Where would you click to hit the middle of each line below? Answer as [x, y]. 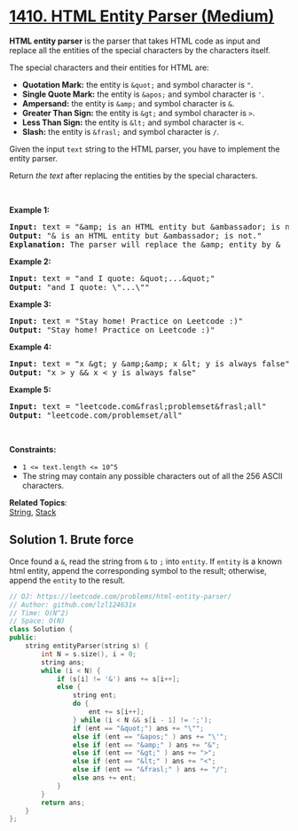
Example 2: [30, 261]
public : [24, 638]
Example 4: [30, 347]
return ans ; [63, 803]
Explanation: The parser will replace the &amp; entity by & [145, 244]
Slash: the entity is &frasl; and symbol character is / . [121, 131]
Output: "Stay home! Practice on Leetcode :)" [112, 329]
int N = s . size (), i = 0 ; [89, 654]
